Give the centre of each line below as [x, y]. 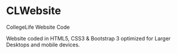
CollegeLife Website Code [38, 27]
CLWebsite [34, 11]
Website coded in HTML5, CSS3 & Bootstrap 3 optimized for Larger [88, 38]
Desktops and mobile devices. [43, 45]
